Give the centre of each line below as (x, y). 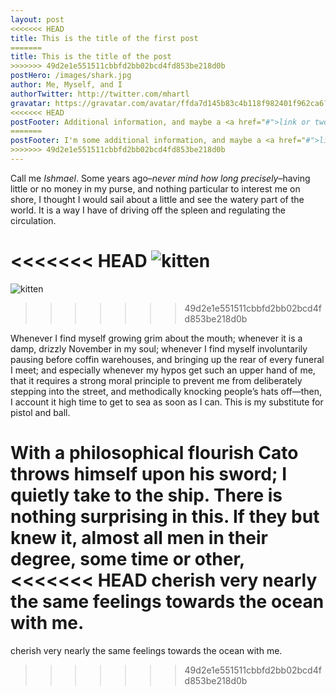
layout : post (37, 19)
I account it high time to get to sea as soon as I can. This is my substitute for (167, 402)
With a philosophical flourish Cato (154, 453)
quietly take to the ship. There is (146, 495)
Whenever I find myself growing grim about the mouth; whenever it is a (156, 338)
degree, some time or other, (127, 559)
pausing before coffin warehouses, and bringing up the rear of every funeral (167, 359)
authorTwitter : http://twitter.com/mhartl (100, 94)
